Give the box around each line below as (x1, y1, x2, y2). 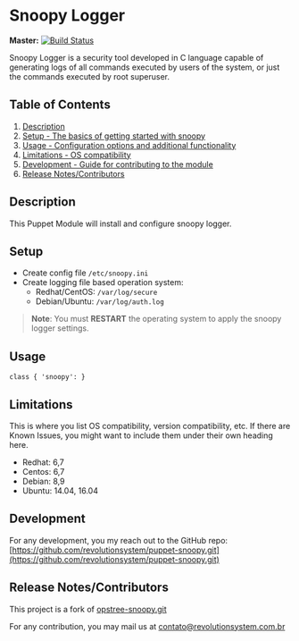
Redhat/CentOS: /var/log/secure (35, 287, 158, 298)
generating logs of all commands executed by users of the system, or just (9, 62, 280, 72)
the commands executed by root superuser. (9, 71, 170, 81)
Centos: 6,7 (21, 467, 65, 477)
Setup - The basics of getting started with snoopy (21, 131, 206, 141)
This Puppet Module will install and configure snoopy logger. (9, 218, 232, 229)
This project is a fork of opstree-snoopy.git (9, 603, 167, 614)
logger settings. (30, 323, 89, 333)
